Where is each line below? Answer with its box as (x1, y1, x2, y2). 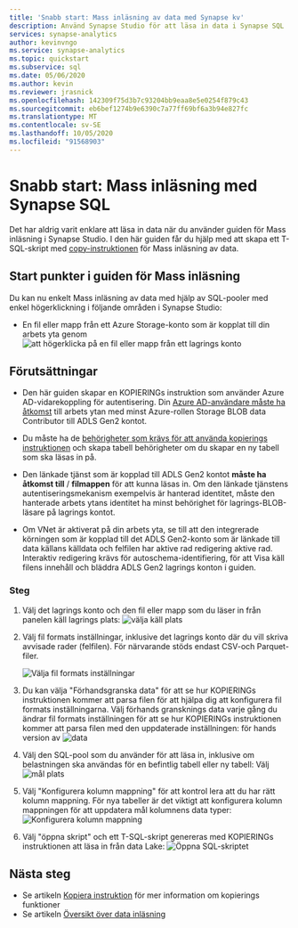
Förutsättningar (9, 363, 98, 379)
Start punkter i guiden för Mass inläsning (9, 269, 241, 284)
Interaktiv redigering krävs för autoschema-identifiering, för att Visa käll (21, 553, 285, 564)
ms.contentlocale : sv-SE (9, 121, 101, 130)
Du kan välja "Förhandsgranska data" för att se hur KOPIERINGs (21, 685, 256, 696)
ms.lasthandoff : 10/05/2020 (9, 129, 114, 138)
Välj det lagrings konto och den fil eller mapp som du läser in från (21, 605, 262, 615)
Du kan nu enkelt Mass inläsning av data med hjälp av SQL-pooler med (9, 292, 269, 303)
